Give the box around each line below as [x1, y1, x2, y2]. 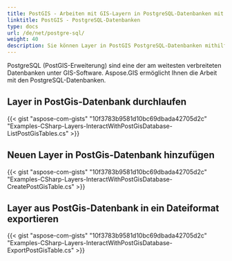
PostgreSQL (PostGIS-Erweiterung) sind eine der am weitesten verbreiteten [7, 62, 222, 69]
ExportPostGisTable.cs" [7, 246, 75, 255]
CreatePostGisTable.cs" [7, 182, 75, 190]
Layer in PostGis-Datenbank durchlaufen [7, 96, 187, 108]
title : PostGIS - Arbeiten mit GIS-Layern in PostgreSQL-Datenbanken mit [7, 10, 224, 17]
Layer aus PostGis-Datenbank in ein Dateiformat [7, 202, 220, 215]
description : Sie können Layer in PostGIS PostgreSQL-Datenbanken [7, 42, 202, 49]
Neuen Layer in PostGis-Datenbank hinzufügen [7, 150, 215, 161]
